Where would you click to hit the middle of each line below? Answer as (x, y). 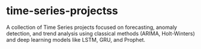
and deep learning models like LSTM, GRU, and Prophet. (76, 40)
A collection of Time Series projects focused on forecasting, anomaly (92, 27)
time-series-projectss (62, 11)
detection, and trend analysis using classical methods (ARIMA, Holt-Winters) (100, 33)
